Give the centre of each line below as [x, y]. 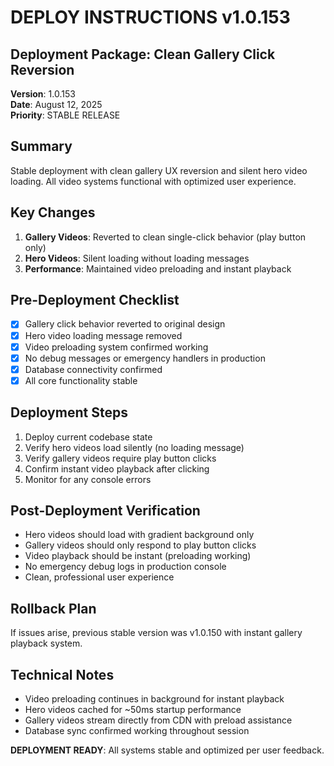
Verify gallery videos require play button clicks [120, 458]
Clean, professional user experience [99, 577]
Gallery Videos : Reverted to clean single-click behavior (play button [165, 237]
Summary [41, 146]
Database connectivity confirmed [93, 369]
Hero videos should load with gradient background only [139, 535]
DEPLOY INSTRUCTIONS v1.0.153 [150, 17]
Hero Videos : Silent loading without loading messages [137, 258]
